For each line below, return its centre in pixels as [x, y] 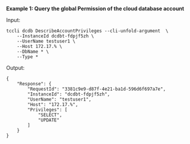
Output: [15, 68]
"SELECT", [50, 115]
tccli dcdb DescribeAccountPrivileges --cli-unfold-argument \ [87, 31]
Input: [13, 20]
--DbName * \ [33, 52]
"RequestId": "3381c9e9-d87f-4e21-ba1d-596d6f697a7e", [97, 89]
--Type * [28, 57]
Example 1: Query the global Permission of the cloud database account [95, 9]
